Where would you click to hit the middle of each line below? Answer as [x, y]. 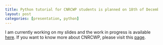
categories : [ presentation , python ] [42, 18]
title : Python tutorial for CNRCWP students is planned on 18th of [75, 9]
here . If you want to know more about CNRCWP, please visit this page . [75, 37]
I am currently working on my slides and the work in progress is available [78, 32]
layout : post [18, 14]
